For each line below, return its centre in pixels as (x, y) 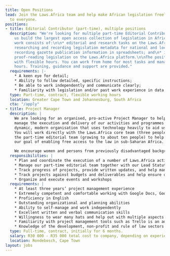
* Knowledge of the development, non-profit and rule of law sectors (89, 227)
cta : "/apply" (25, 104)
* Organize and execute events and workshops (63, 179)
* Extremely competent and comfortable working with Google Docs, (86, 194)
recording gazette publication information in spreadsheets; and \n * (88, 52)
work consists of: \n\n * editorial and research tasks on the (80, 43)
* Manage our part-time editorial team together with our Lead (82, 165)
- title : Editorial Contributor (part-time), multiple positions (75, 29)
